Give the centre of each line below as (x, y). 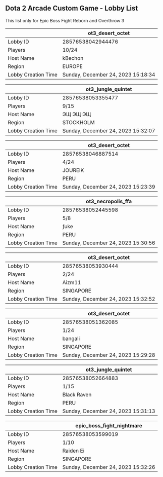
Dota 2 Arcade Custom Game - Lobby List (72, 8)
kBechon (73, 58)
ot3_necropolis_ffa (109, 201)
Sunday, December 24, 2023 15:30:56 (109, 243)
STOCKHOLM (78, 122)
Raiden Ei (73, 451)
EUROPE (73, 66)
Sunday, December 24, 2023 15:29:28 (109, 355)
